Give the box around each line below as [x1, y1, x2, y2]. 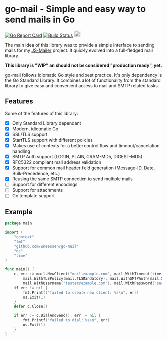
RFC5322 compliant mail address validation [12, 159, 102, 165]
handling [12, 148, 31, 154]
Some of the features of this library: [5, 110, 78, 116]
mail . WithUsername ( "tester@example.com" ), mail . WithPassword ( [23, 281, 155, 286]
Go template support [12, 193, 55, 199]
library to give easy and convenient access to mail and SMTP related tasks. [5, 82, 159, 88]
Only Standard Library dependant [12, 120, 81, 126]
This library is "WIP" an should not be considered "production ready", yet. [5, 62, 162, 68]
